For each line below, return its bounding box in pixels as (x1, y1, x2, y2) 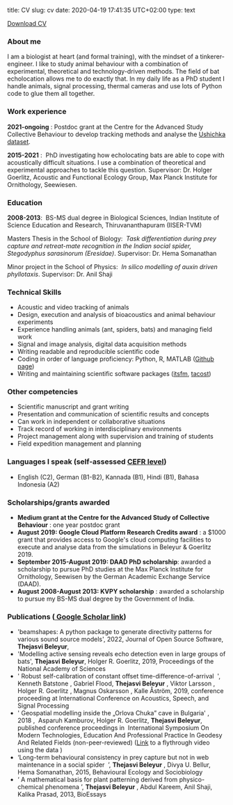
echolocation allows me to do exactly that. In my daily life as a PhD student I (7, 74, 225, 83)
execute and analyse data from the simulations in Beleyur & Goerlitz (17, 543, 211, 551)
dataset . (7, 137, 31, 145)
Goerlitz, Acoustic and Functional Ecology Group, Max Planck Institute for (7, 173, 218, 181)
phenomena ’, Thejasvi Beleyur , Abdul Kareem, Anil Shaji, (45, 783, 213, 791)
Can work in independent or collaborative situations (17, 417, 166, 426)
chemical (17, 783, 44, 791)
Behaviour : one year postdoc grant (17, 521, 120, 529)
